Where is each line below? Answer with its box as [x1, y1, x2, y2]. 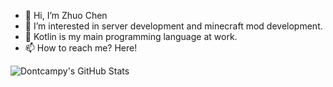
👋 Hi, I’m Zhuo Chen [24, 10, 108, 21]
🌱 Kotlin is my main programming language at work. [24, 31, 238, 42]
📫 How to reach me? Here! [24, 42, 138, 54]
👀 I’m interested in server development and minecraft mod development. [24, 20, 323, 32]
